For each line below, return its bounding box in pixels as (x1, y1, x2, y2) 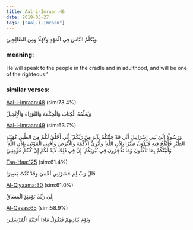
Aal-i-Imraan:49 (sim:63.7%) (6, 122, 76, 129)
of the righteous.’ (6, 71, 48, 78)
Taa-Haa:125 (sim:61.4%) (6, 158, 68, 165)
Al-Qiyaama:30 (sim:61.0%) (6, 181, 74, 189)
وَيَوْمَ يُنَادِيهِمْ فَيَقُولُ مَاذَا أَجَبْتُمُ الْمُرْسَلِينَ (6, 216, 91, 223)
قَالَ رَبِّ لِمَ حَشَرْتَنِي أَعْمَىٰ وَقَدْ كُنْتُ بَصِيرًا (6, 170, 96, 177)
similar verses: (6, 85, 50, 94)
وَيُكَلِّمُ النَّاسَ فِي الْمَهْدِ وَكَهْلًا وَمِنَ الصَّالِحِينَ (6, 36, 97, 43)
